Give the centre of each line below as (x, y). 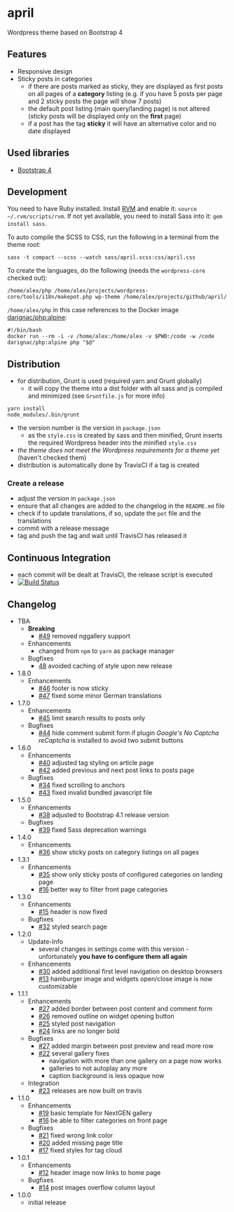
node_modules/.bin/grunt (43, 415)
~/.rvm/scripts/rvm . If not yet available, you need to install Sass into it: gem (115, 216)
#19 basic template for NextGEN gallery (95, 1113)
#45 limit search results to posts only (92, 718)
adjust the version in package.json (66, 499)
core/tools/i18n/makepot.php (50, 297)
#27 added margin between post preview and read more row (126, 1046)
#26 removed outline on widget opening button (106, 1016)
